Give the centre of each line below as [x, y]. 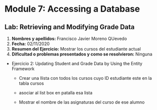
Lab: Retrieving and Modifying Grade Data [70, 27]
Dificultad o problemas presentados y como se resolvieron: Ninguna [82, 54]
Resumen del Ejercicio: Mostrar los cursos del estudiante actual [76, 49]
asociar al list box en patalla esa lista [56, 93]
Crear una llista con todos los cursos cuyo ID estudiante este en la [85, 78]
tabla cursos [31, 83]
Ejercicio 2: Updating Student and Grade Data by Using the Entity [77, 64]
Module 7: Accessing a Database [72, 9]
